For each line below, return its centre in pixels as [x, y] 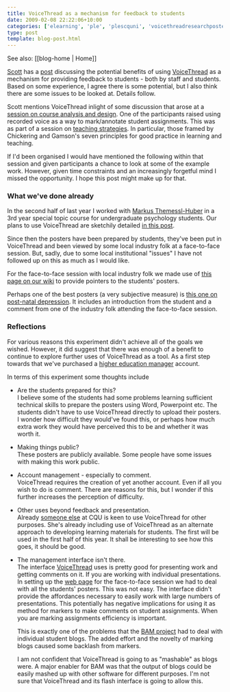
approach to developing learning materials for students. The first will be [118, 532]
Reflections [27, 327]
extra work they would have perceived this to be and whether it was [113, 426]
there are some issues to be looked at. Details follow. [81, 94]
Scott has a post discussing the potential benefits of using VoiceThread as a [114, 72]
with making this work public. [58, 461]
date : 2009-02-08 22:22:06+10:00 [55, 20]
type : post [23, 33]
